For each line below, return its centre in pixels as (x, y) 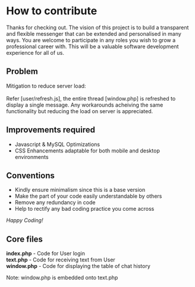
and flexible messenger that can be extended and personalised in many (94, 33)
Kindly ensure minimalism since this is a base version (80, 190)
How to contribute (52, 11)
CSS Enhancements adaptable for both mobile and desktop (87, 151)
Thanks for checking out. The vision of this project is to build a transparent (97, 27)
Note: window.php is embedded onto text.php (62, 277)
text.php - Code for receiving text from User (61, 260)
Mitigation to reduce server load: (46, 86)
